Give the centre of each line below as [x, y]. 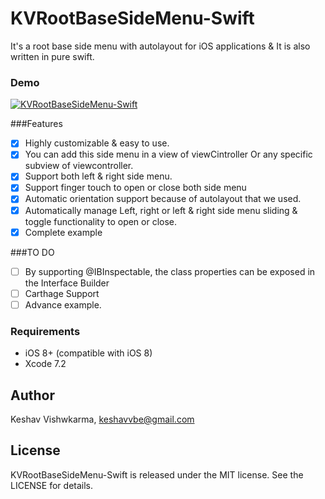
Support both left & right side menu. [98, 176]
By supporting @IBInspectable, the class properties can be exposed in [170, 271]
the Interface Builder [67, 283]
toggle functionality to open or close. [101, 221]
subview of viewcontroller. [79, 166]
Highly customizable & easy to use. [97, 143]
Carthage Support [62, 293]
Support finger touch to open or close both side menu [135, 188]
